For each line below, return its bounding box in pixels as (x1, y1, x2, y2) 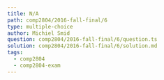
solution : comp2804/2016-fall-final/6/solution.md (7, 42, 158, 49)
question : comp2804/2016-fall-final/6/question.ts (7, 36, 158, 43)
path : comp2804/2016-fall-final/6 (7, 17, 108, 24)
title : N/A (7, 10, 39, 17)
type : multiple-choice (7, 23, 73, 30)
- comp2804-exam (13, 62, 61, 69)
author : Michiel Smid (7, 29, 70, 37)
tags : (7, 49, 23, 56)
